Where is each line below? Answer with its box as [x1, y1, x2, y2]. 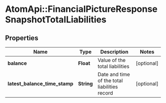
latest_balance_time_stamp [7, 80, 74, 87]
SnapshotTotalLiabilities [5, 14, 107, 25]
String [78, 80, 93, 87]
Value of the [97, 57, 126, 63]
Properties [5, 34, 39, 42]
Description [100, 49, 128, 55]
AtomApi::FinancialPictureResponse [5, 3, 158, 15]
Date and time [97, 71, 130, 78]
